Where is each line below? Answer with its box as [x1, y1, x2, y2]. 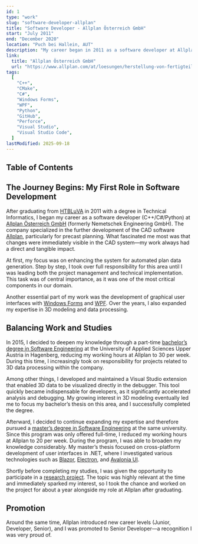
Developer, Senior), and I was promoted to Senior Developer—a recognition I [6, 525, 192, 532]
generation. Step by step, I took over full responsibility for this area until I [6, 263, 183, 270]
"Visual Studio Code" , [16, 129, 72, 136]
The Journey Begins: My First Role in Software [6, 183, 180, 193]
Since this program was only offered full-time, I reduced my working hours [6, 430, 187, 438]
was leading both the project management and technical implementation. [6, 269, 184, 276]
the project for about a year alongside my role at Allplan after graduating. [6, 486, 183, 493]
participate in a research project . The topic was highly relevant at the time [6, 474, 186, 481]
